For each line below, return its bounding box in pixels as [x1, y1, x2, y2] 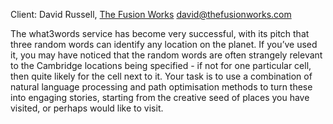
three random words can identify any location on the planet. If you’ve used [10, 39, 318, 50]
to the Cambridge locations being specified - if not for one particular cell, [10, 60, 312, 71]
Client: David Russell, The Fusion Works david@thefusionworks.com [10, 9, 292, 20]
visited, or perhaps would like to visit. [10, 102, 164, 114]
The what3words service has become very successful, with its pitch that [10, 28, 310, 39]
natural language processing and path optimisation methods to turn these [10, 81, 313, 93]
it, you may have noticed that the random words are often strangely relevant [10, 49, 323, 61]
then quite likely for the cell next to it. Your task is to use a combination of [10, 70, 313, 82]
